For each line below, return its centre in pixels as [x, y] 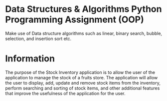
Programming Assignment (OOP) [75, 20]
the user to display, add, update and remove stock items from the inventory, [83, 83]
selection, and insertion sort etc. [38, 39]
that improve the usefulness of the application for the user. [65, 93]
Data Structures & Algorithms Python [83, 9]
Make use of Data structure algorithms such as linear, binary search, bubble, [84, 33]
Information [30, 59]
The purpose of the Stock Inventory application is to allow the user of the [80, 72]
